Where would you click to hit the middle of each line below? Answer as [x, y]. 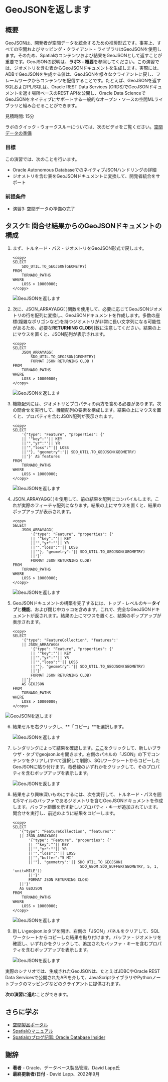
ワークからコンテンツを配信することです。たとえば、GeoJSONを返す [90, 81]
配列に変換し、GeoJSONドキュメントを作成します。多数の [95, 316]
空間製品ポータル [30, 1025]
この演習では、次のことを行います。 [42, 159]
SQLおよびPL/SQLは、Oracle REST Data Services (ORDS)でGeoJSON [77, 87]
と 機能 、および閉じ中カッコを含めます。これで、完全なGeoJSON [84, 609]
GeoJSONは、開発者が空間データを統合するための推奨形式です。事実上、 [81, 43]
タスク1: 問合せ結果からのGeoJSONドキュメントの [83, 226]
